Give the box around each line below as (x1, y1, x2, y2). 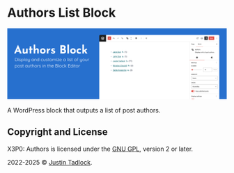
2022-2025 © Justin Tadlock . (7, 158, 93, 166)
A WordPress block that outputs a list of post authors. (7, 106, 161, 114)
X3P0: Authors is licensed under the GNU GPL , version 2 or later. (7, 145, 194, 153)
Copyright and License (7, 126, 108, 138)
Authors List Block (7, 5, 116, 21)
